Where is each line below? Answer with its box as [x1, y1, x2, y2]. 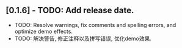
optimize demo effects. [14, 28, 73, 35]
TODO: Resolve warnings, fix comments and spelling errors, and [14, 21, 177, 28]
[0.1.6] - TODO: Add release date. [5, 5, 134, 16]
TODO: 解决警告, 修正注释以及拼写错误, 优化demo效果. [14, 35, 152, 42]
